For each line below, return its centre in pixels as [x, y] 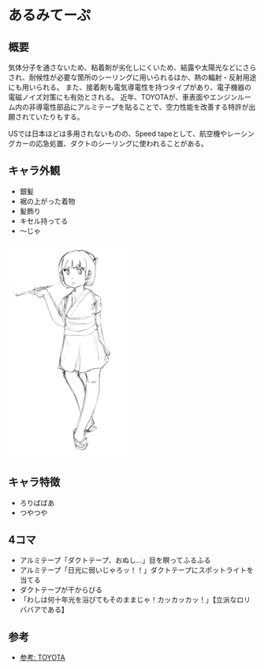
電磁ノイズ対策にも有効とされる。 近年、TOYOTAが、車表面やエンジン [123, 97]
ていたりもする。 [56, 117]
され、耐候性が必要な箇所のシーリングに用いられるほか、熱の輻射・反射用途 [132, 77]
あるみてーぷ [49, 15]
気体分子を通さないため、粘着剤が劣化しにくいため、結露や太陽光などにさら [132, 68]
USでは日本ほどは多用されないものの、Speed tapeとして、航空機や [117, 133]
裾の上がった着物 [47, 201]
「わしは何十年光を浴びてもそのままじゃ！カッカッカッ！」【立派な [128, 599]
